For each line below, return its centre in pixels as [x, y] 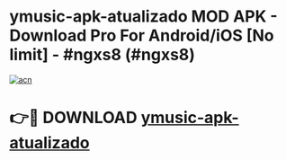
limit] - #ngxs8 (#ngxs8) [103, 55]
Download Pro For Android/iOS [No [142, 36]
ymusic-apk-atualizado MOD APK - [143, 17]
